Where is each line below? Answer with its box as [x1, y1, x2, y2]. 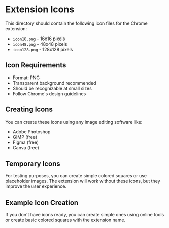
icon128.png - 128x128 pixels [12, 46, 73, 52]
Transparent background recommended [12, 80, 96, 86]
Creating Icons [5, 105, 53, 114]
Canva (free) [12, 144, 40, 150]
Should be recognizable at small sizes [12, 85, 92, 91]
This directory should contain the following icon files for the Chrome [5, 20, 148, 26]
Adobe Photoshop [12, 128, 51, 135]
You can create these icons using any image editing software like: [5, 119, 143, 125]
